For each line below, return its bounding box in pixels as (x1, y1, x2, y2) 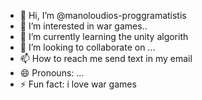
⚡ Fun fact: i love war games (19, 78, 137, 90)
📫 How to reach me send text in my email (19, 53, 193, 64)
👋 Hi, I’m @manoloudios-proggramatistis (19, 10, 187, 21)
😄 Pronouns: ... (19, 67, 85, 79)
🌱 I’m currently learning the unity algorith (19, 31, 189, 42)
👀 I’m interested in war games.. (19, 20, 148, 32)
